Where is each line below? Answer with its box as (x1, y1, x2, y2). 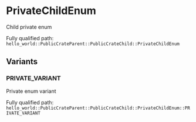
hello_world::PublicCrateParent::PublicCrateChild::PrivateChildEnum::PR (6, 105, 191, 111)
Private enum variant (6, 88, 57, 95)
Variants (6, 57, 38, 67)
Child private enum (6, 23, 52, 30)
